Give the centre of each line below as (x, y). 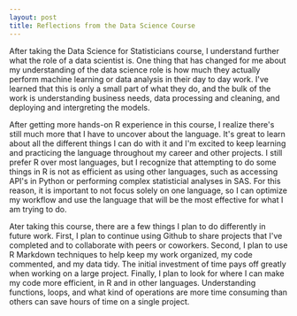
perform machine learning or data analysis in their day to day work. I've (139, 79)
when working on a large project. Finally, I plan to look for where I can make (147, 273)
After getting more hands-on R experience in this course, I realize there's (142, 124)
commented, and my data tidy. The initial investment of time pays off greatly (148, 264)
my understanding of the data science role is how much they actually (135, 69)
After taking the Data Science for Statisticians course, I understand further (145, 50)
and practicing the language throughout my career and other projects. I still (146, 152)
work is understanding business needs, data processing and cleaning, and (145, 97)
